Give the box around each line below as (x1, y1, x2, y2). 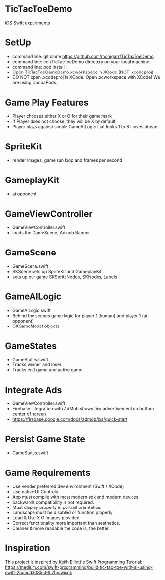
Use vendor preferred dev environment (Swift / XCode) (12, 483, 124, 489)
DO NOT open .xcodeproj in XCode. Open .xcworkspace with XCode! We (12, 74, 160, 80)
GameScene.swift (12, 263, 48, 269)
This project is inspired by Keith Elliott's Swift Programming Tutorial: (5, 559, 143, 565)
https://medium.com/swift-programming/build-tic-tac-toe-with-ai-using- (5, 564, 153, 570)
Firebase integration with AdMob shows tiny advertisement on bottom (12, 406, 154, 412)
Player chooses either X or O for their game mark (12, 113, 112, 119)
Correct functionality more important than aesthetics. (12, 520, 121, 526)
